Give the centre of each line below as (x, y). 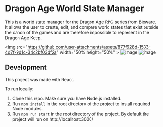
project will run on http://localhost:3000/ (53, 119)
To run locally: (19, 89)
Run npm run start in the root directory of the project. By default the (81, 114)
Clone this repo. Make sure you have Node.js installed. (67, 98)
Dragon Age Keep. (24, 38)
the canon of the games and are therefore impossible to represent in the (77, 32)
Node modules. (27, 108)
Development (26, 68)
